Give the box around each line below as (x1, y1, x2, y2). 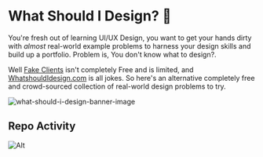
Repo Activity (8, 119, 76, 133)
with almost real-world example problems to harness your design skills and (8, 41, 251, 50)
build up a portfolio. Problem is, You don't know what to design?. (8, 49, 217, 59)
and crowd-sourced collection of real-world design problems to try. (8, 82, 226, 91)
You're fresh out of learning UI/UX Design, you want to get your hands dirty (8, 33, 252, 42)
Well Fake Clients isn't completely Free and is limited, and (8, 64, 194, 74)
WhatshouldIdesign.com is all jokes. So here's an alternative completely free (8, 73, 255, 82)
